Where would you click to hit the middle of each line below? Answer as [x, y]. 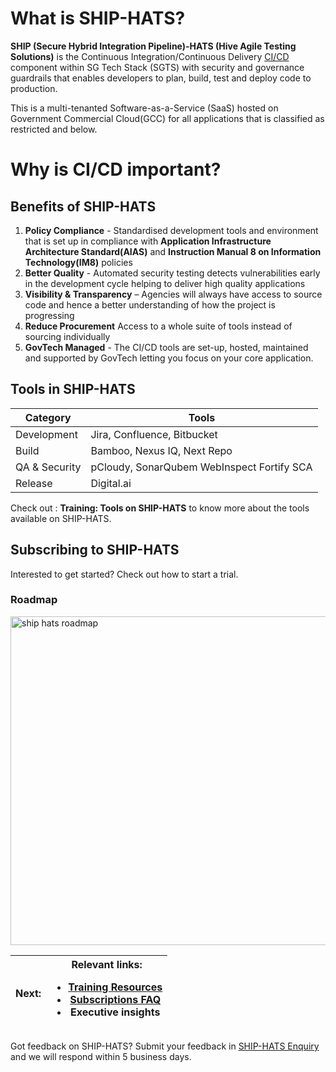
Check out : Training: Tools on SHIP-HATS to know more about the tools [160, 508]
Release [34, 483]
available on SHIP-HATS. [61, 518]
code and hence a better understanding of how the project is [150, 304]
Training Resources [115, 987]
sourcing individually [67, 336]
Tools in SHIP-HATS [73, 389]
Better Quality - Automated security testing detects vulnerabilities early [172, 273]
